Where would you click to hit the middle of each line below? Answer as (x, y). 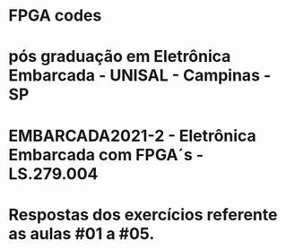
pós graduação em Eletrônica (120, 57)
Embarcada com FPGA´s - (106, 155)
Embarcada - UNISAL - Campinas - (140, 76)
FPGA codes (55, 16)
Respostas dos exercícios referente (143, 215)
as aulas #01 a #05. (82, 233)
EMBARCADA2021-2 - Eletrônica (132, 136)
